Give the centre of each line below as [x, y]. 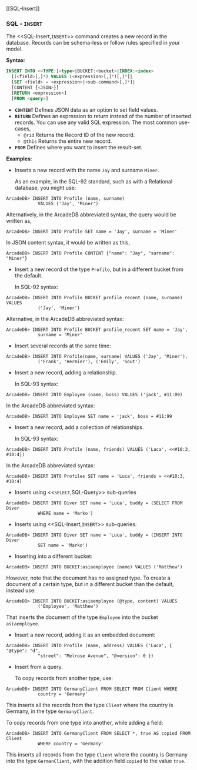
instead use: [21, 590]
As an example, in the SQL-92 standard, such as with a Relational [93, 181]
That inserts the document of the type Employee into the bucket [82, 617]
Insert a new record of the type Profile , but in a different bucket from [99, 269]
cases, [23, 128]
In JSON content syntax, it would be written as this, [68, 242]
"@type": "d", [24, 651]
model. [14, 49]
